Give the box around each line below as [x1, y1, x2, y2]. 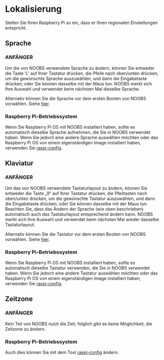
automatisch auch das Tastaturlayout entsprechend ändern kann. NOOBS [5, 211, 153, 217]
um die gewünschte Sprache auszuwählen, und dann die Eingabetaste [5, 75, 147, 82]
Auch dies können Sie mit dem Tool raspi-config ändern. [5, 349, 119, 355]
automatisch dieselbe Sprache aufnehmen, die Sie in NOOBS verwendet [5, 129, 151, 135]
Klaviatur [5, 159, 34, 167]
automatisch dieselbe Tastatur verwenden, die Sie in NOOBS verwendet [5, 265, 150, 271]
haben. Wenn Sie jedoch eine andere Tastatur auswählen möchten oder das [5, 270, 158, 276]
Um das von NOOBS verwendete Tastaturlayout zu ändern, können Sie [5, 185, 148, 191]
